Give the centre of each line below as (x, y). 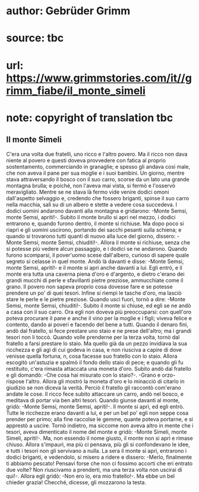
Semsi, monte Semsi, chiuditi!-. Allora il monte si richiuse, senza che (106, 242)
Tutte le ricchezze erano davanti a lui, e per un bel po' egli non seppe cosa (97, 413)
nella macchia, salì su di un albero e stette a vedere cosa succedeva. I (91, 204)
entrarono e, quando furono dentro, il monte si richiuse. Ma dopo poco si (95, 223)
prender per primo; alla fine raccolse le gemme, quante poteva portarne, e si (99, 419)
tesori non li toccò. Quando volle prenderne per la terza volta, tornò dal (93, 337)
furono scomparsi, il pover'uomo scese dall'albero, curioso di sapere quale (98, 255)
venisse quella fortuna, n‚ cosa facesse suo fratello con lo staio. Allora (92, 356)
